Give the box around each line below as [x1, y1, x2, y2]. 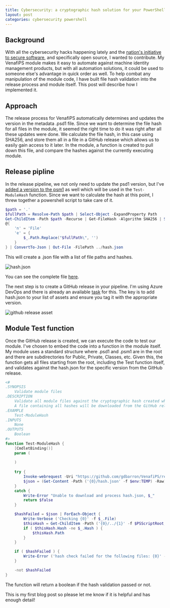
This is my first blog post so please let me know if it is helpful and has [5, 591, 150, 597]
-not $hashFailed [14, 567, 51, 572]
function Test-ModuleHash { [5, 441, 65, 446]
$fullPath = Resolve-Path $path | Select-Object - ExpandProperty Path [5, 212, 157, 217]
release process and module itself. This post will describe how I [5, 82, 138, 88]
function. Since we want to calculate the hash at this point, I [29, 191, 153, 198]
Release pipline [5, 167, 55, 176]
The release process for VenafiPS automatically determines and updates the [5, 115, 164, 121]
